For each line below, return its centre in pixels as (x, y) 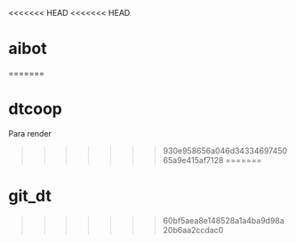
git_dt (30, 196)
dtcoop (36, 109)
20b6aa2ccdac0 (193, 230)
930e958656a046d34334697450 (225, 151)
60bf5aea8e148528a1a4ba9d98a (224, 220)
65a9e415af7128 (193, 160)
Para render (30, 133)
